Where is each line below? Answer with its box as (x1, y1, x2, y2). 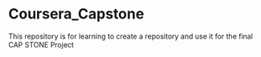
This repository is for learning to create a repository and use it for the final (8, 31, 253, 41)
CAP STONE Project (8, 39, 75, 49)
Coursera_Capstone (8, 5, 145, 23)
